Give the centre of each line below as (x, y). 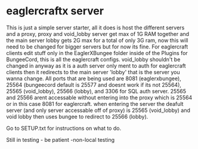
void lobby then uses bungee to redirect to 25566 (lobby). (77, 116)
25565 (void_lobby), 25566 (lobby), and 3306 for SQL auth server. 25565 (96, 91)
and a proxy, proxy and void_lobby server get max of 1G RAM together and (98, 34)
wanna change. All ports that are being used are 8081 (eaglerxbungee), (94, 78)
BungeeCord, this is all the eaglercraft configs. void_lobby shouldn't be (93, 59)
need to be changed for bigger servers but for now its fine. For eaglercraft (97, 47)
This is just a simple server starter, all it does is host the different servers (95, 28)
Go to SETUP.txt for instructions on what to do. (64, 128)
